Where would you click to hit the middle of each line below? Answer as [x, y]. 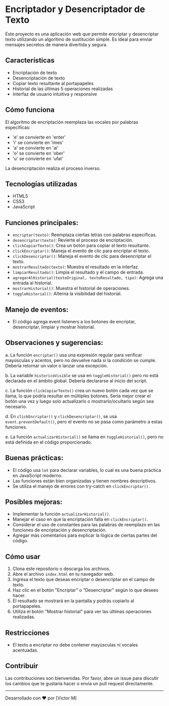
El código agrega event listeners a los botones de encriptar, [74, 322]
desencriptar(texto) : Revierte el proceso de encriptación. [73, 240]
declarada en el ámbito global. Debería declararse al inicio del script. [76, 381]
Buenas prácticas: [34, 458]
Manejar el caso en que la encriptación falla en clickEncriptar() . [80, 519]
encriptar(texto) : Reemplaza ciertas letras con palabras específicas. [84, 235]
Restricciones [27, 633]
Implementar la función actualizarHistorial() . [61, 514]
